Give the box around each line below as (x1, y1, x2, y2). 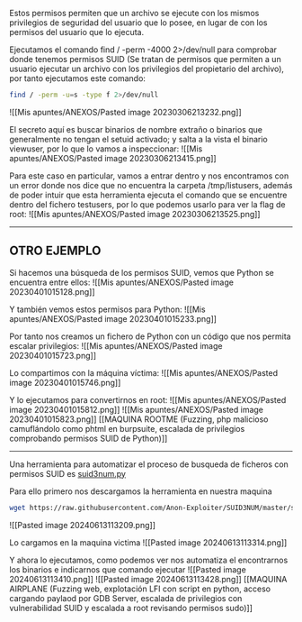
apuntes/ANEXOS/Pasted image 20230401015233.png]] (9, 313, 218, 324)
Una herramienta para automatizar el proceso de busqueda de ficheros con (9, 459, 289, 470)
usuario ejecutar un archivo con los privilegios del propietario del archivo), (9, 63, 285, 74)
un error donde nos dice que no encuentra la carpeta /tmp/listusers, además (9, 179, 293, 190)
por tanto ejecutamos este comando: (9, 73, 147, 84)
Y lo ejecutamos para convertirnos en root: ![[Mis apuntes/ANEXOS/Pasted (9, 394, 287, 405)
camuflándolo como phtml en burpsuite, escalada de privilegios (9, 423, 245, 434)
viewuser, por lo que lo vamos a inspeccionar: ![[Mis (9, 143, 203, 154)
